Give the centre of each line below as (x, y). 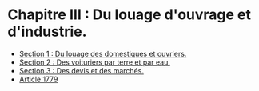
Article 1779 (38, 79)
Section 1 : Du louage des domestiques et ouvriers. (103, 53)
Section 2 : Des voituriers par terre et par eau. (95, 62)
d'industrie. (47, 32)
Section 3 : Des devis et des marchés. (82, 70)
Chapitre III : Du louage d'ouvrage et (129, 15)
